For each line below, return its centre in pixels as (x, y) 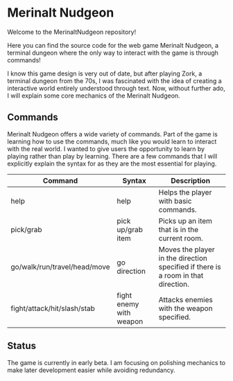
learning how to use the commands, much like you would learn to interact (112, 141)
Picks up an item (185, 221)
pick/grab (26, 229)
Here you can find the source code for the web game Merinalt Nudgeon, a (113, 45)
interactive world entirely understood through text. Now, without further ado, (116, 88)
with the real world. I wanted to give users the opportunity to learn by (106, 149)
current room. (181, 238)
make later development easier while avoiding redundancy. (91, 370)
